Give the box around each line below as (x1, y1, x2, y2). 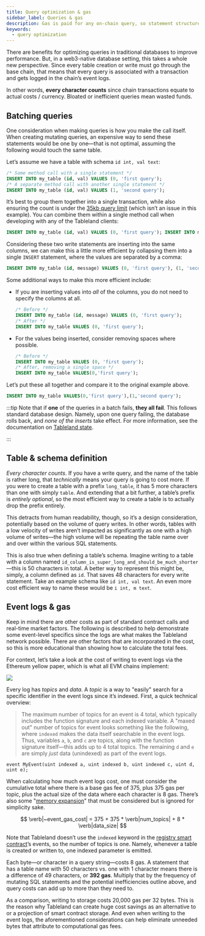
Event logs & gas (6, 602, 71, 612)
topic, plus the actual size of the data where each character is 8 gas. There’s (6, 790, 198, 798)
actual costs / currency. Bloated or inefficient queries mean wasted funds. (6, 93, 193, 100)
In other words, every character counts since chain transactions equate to (6, 86, 195, 94)
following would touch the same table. (6, 146, 103, 154)
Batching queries (6, 111, 73, 121)
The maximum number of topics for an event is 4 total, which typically (21, 710, 197, 718)
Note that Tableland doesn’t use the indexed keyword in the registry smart (6, 833, 192, 841)
